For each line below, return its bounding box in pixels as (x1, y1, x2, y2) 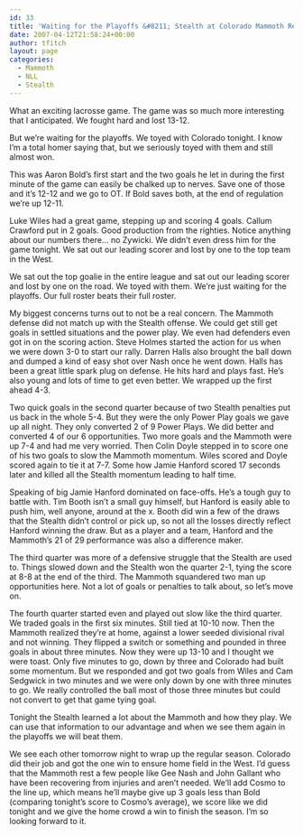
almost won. (9, 151, 55, 162)
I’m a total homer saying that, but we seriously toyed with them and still (9, 142, 273, 153)
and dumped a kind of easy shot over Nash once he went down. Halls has (9, 356, 283, 366)
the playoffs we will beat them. (9, 730, 124, 741)
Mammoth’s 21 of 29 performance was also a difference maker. (9, 534, 243, 545)
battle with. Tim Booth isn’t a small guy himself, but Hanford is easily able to (9, 496, 290, 506)
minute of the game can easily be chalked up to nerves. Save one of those (9, 178, 286, 190)
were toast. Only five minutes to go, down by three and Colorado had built (9, 655, 284, 666)
